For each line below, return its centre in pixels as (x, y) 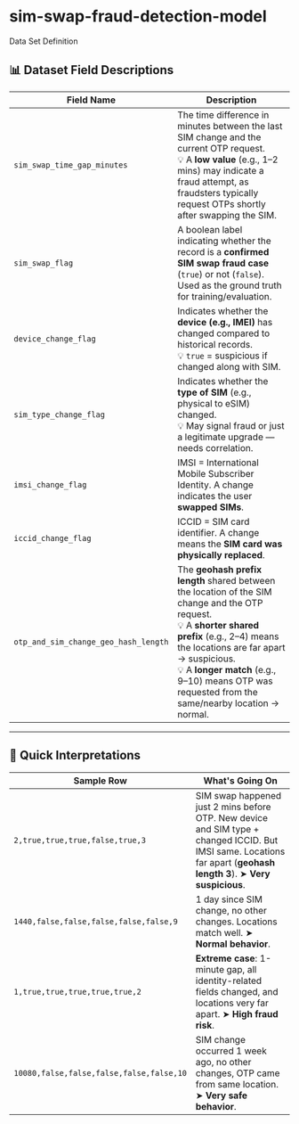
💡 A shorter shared (218, 625)
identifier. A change (218, 532)
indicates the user (215, 496)
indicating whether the (224, 241)
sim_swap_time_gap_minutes (71, 165)
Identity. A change (215, 485)
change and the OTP (220, 603)
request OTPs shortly (222, 204)
